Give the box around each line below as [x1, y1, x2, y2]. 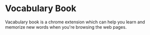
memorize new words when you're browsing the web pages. [5, 24, 127, 30]
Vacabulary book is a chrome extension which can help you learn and [5, 19, 145, 25]
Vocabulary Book [5, 3, 77, 14]
